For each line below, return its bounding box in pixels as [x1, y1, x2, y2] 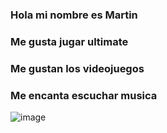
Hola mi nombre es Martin [10, 8, 138, 22]
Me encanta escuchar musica [10, 88, 158, 102]
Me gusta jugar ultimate [10, 34, 129, 48]
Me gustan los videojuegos [10, 61, 145, 75]
